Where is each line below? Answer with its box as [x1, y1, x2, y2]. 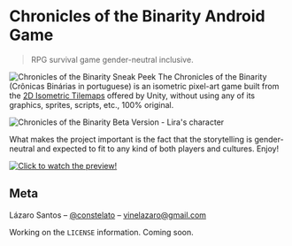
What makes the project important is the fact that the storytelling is [9, 134, 253, 144]
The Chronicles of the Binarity [158, 71, 267, 81]
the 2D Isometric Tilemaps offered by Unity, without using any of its [9, 90, 255, 101]
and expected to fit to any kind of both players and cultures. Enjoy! [36, 143, 280, 154]
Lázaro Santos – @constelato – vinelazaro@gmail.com [9, 210, 206, 220]
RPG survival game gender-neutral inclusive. [30, 54, 194, 65]
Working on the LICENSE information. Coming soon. [9, 227, 195, 237]
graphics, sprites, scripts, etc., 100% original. [9, 99, 174, 110]
